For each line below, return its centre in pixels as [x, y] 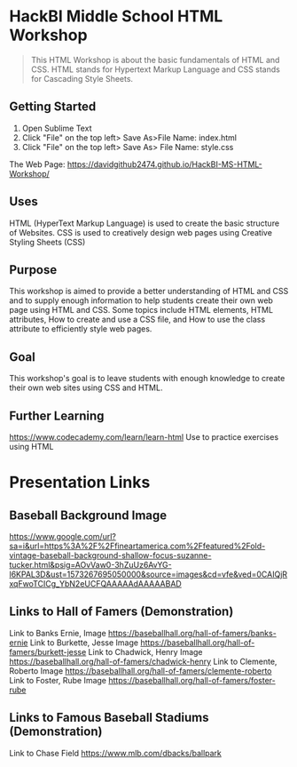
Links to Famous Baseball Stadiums [109, 718]
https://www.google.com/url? [63, 536]
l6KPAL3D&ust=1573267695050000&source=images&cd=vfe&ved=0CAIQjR [148, 574]
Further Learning [57, 415]
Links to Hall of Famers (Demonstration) [121, 612]
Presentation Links [80, 483]
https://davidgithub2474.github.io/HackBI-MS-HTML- [165, 164]
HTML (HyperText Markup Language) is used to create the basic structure [145, 223]
